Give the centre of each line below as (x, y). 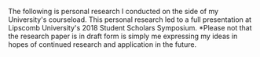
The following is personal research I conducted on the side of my (113, 11)
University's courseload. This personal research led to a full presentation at (130, 20)
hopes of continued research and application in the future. (103, 45)
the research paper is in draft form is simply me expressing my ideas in (123, 36)
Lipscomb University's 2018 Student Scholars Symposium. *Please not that (130, 28)
